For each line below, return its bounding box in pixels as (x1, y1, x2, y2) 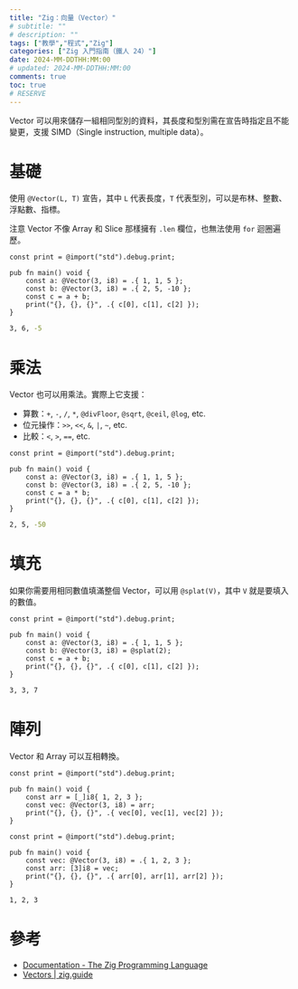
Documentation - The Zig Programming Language (22, 959, 209, 970)
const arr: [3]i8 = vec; (25, 863, 119, 873)
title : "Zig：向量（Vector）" (9, 13, 116, 23)
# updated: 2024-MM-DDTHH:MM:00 (9, 64, 131, 73)
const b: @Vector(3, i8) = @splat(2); (25, 646, 172, 656)
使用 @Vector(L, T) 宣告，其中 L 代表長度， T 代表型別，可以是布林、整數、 (9, 193, 287, 204)
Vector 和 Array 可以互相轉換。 (9, 750, 125, 761)
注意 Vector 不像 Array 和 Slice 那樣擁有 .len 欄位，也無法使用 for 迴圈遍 (9, 223, 282, 234)
